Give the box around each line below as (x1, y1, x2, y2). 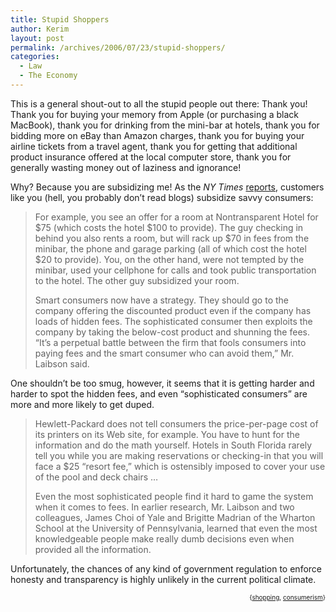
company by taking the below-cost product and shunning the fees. (34, 326, 310, 338)
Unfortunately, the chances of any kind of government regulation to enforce (10, 562, 322, 575)
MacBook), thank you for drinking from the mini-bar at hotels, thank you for (10, 119, 320, 131)
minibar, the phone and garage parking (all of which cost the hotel (34, 242, 307, 255)
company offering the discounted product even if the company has (34, 304, 312, 316)
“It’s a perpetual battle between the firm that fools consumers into (34, 336, 307, 348)
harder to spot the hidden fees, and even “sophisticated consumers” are (10, 387, 308, 400)
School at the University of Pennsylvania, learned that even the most (34, 522, 318, 534)
